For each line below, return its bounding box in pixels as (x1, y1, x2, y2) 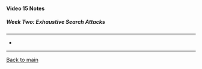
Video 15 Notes (6, 5, 45, 12)
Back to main (6, 56, 39, 63)
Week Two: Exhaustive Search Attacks (6, 18, 105, 26)
